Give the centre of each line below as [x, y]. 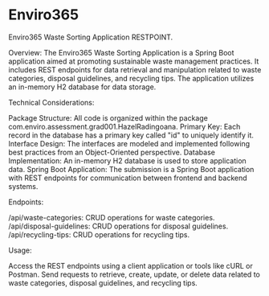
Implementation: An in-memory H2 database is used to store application [127, 160]
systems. [23, 186]
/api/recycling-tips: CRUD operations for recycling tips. [99, 234]
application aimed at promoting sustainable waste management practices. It [134, 61]
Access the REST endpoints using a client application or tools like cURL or [130, 265]
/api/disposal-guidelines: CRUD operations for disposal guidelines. [118, 226]
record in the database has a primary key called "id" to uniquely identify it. [131, 135]
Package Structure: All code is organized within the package [108, 117]
